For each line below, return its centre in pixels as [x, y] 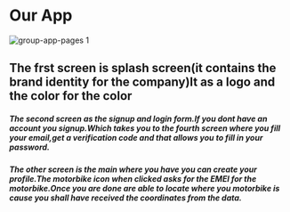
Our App [41, 16]
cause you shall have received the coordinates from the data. [126, 198]
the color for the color [71, 96]
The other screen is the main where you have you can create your [133, 169]
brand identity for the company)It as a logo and [142, 82]
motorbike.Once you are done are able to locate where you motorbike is [145, 189]
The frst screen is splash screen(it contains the [143, 68]
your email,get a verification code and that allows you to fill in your [136, 137]
